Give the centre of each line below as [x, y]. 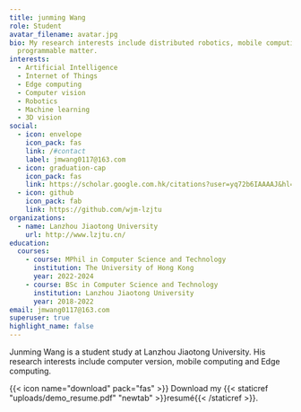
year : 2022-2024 [63, 276]
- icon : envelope [50, 135]
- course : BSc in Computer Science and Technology [122, 285]
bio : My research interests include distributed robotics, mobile [136, 43]
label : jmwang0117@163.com [76, 159]
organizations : [38, 218]
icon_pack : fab [54, 202]
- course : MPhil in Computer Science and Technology [126, 260]
